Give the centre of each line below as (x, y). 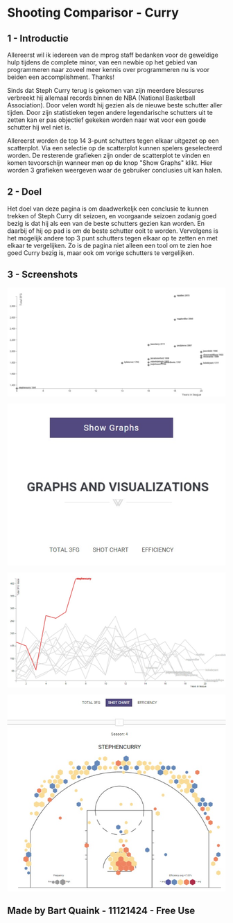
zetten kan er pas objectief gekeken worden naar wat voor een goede (107, 120)
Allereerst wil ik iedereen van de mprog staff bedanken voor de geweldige (113, 55)
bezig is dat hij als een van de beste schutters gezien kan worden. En (106, 223)
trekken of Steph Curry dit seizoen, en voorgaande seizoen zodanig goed (112, 216)
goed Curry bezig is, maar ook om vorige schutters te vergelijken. (101, 253)
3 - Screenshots (43, 275)
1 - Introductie (38, 38)
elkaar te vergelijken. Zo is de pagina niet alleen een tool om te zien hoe (110, 245)
